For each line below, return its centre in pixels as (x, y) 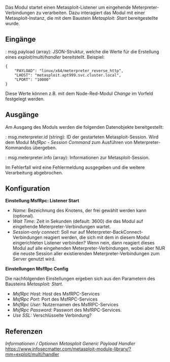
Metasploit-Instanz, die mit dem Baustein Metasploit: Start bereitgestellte (82, 18)
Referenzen (24, 331)
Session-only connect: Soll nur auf (49, 232)
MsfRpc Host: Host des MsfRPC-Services (56, 294)
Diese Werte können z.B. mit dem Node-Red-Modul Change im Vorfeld (79, 93)
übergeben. (45, 148)
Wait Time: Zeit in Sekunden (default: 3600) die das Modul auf (78, 221)
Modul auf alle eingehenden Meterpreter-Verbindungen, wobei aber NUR (89, 248)
